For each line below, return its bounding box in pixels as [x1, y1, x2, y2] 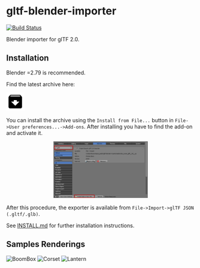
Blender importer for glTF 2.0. [6, 35, 80, 43]
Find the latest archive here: [6, 80, 75, 88]
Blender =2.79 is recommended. [6, 69, 86, 76]
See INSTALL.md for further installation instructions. [6, 222, 135, 229]
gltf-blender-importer [6, 4, 117, 18]
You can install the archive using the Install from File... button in [6, 116, 174, 124]
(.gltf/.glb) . [6, 210, 40, 217]
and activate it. [6, 129, 43, 136]
